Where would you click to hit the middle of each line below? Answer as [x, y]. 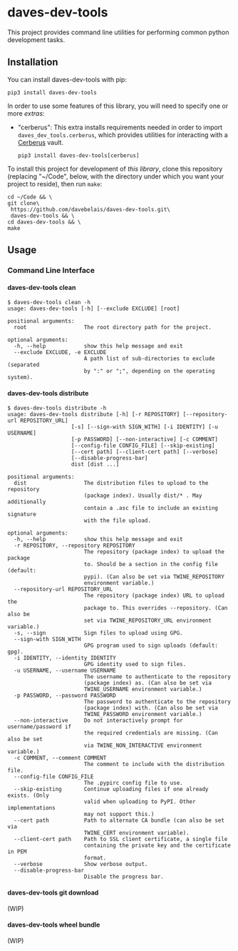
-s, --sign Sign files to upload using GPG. [98, 633]
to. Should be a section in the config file [151, 565]
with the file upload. [118, 521]
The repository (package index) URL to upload [154, 596]
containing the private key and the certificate [157, 846]
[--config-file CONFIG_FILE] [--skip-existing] [143, 446]
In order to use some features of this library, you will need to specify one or [118, 106]
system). [20, 378]
